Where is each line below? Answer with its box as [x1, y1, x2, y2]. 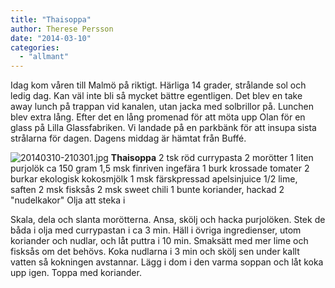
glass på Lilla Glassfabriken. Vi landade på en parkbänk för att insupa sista [10, 122, 317, 134]
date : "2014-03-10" [10, 33, 92, 43]
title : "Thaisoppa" [10, 14, 92, 25]
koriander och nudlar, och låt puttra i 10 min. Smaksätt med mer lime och [10, 235, 309, 247]
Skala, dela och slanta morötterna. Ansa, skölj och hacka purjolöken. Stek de [10, 214, 326, 226]
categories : [10, 42, 60, 53]
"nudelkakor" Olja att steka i [10, 194, 126, 206]
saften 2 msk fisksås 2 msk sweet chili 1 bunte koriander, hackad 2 [10, 184, 285, 196]
